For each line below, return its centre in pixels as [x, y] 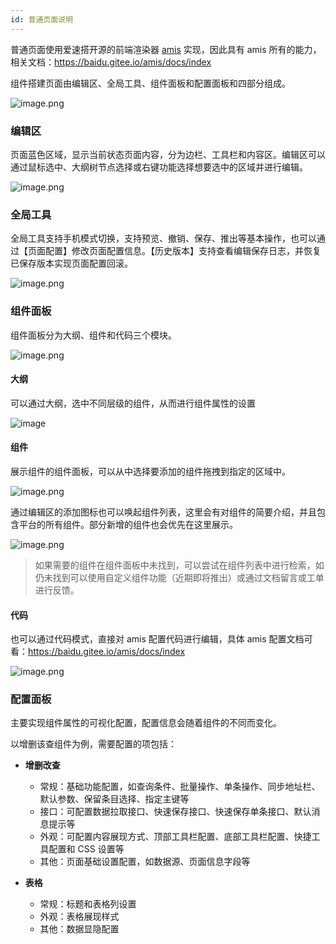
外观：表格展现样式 [79, 917]
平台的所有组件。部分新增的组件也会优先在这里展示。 [128, 524]
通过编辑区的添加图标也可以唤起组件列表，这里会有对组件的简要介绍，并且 [163, 512]
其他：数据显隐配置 [79, 929]
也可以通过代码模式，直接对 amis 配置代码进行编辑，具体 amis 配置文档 [157, 639]
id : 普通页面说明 [42, 19]
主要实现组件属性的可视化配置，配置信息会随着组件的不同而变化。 [146, 723]
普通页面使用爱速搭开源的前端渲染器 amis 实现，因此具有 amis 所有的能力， [166, 49]
